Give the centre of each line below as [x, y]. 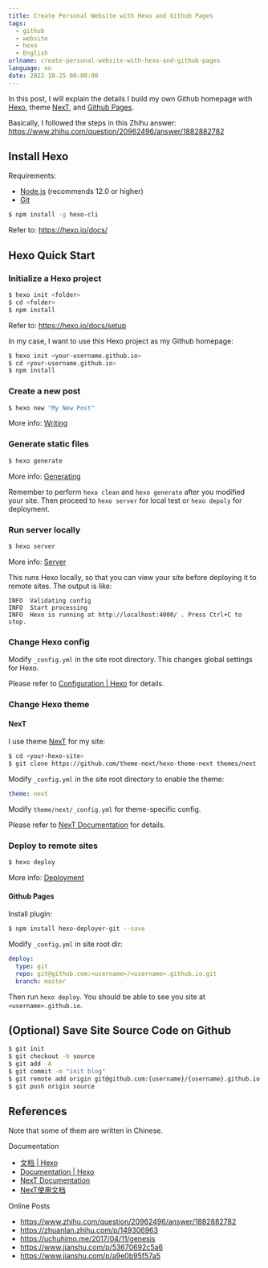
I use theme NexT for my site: [57, 742]
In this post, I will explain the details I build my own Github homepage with [130, 98]
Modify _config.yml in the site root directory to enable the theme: [116, 779]
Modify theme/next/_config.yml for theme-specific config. [105, 809]
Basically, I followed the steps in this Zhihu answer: [92, 122]
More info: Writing [38, 423]
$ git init [26, 1049]
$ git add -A [30, 1064]
